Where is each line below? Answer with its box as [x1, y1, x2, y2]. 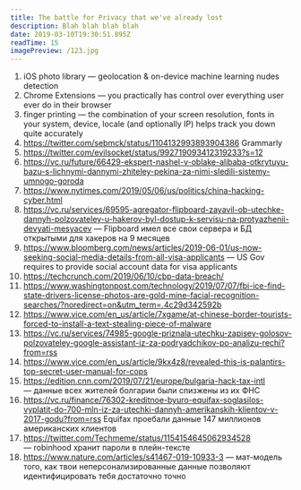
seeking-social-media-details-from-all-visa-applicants [22, 252, 225, 262]
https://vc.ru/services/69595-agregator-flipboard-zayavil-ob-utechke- [22, 204, 285, 215]
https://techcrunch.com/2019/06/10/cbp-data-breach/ [22, 271, 225, 282]
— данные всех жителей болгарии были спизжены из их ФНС [22, 385, 261, 396]
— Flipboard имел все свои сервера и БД [93, 223, 253, 234]
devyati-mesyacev [22, 223, 92, 234]
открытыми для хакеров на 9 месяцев [22, 233, 171, 244]
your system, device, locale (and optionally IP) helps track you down [22, 118, 276, 130]
